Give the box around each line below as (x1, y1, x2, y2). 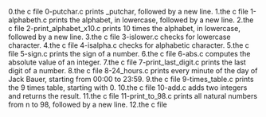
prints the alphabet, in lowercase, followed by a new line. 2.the (49, 15, 254, 25)
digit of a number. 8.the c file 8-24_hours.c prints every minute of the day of (8, 66, 258, 75)
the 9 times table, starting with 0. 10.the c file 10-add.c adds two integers (8, 83, 248, 92)
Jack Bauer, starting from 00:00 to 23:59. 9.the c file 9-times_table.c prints (8, 75, 254, 84)
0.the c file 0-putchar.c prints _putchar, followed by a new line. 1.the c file (8, 7, 248, 16)
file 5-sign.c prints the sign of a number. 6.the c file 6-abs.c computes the (8, 49, 251, 58)
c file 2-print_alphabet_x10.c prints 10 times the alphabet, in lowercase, (8, 24, 241, 33)
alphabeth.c (8, 15, 48, 25)
